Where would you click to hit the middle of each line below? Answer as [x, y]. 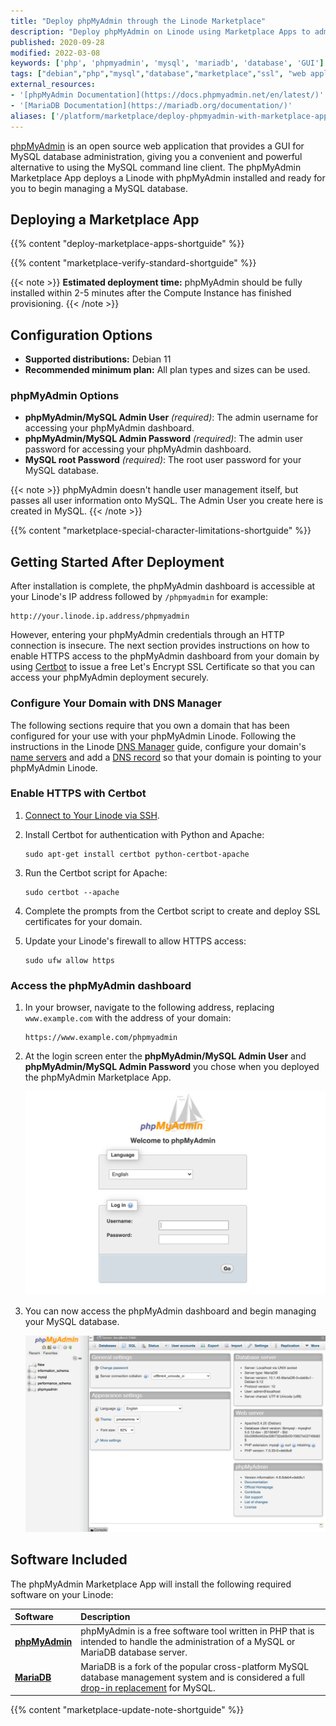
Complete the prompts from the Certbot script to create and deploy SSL [172, 911]
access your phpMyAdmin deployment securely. [110, 677]
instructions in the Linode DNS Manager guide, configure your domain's [158, 746]
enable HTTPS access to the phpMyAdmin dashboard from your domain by [165, 656]
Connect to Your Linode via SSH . [92, 815]
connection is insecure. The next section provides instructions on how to [160, 646]
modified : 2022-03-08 [55, 53]
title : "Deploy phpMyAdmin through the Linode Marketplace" [138, 21]
